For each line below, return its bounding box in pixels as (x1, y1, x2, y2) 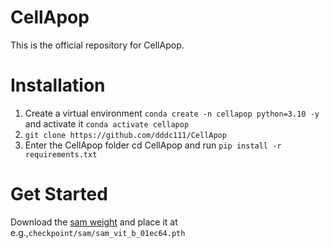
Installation (10, 74, 106, 97)
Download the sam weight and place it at (10, 216, 178, 228)
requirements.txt (24, 149, 98, 160)
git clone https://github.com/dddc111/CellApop (24, 130, 227, 140)
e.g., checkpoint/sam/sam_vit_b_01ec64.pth (10, 226, 186, 238)
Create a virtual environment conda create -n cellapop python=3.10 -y (24, 107, 320, 119)
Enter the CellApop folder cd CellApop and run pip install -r (24, 139, 282, 151)
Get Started (10, 183, 108, 206)
